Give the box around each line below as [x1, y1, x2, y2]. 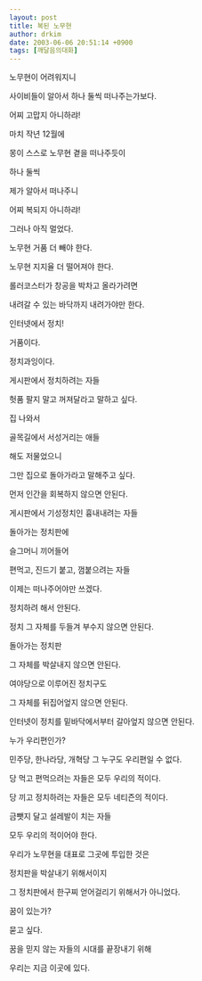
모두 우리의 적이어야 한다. [9, 830, 98, 841]
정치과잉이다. [9, 356, 55, 367]
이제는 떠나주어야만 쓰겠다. [9, 583, 102, 594]
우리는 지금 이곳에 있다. [9, 962, 91, 973]
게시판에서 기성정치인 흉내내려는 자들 [9, 507, 138, 518]
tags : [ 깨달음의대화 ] [9, 46, 78, 55]
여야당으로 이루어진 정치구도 [9, 679, 108, 689]
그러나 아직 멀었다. [9, 224, 74, 235]
